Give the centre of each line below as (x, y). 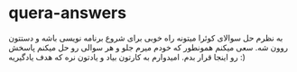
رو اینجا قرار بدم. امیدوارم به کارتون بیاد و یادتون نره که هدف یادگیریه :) (127, 57)
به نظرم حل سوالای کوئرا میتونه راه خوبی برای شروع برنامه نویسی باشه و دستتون (146, 38)
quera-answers (68, 13)
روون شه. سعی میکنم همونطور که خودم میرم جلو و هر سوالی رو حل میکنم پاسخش (148, 47)
